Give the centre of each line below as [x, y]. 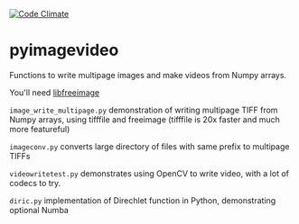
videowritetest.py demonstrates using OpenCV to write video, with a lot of [149, 173]
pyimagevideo [64, 50]
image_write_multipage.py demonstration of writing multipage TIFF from [144, 110]
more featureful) [40, 129]
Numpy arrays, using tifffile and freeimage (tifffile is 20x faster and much [145, 119]
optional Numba [39, 210]
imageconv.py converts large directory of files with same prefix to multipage [149, 146]
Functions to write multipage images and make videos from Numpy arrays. [148, 75]
